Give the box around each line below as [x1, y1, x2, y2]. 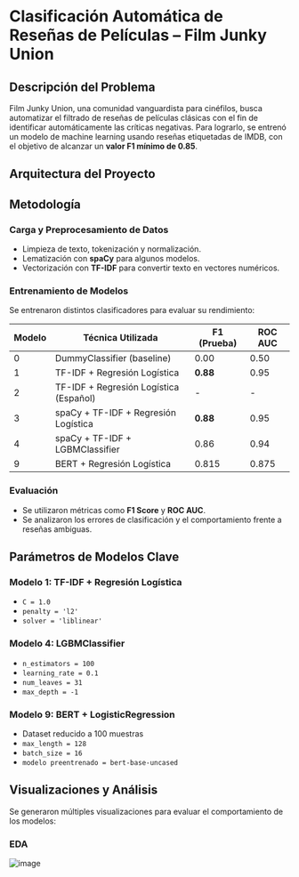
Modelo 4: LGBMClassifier [9, 638, 125, 650]
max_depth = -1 [21, 688, 79, 696]
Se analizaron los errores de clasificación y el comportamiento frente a [21, 514, 282, 525]
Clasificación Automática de [9, 6, 224, 27]
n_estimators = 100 [21, 659, 95, 668]
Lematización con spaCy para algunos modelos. [21, 253, 200, 264]
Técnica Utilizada [83, 332, 158, 344]
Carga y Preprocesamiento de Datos [9, 223, 169, 236]
